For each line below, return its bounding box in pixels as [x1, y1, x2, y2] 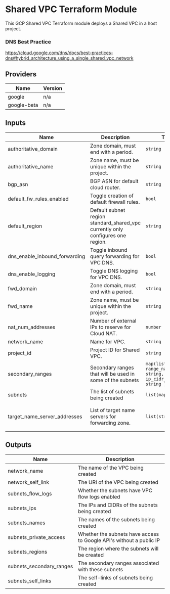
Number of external [90, 317, 137, 324]
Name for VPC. [90, 338, 125, 345]
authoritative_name [8, 163, 54, 170]
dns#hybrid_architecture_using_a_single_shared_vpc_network [5, 55, 134, 61]
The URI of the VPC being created [77, 479, 158, 486]
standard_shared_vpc [90, 219, 141, 226]
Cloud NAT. [90, 330, 117, 337]
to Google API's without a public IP [77, 537, 160, 544]
